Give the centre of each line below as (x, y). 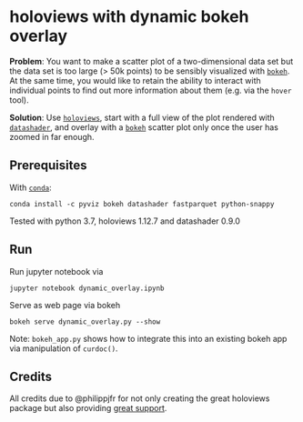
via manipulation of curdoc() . (64, 348)
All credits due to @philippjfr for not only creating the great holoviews (140, 398)
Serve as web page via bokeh (65, 305)
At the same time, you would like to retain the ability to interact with (135, 80)
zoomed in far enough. (52, 136)
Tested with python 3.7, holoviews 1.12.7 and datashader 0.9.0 (125, 221)
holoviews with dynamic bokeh (129, 17)
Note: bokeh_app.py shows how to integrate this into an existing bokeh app (148, 338)
